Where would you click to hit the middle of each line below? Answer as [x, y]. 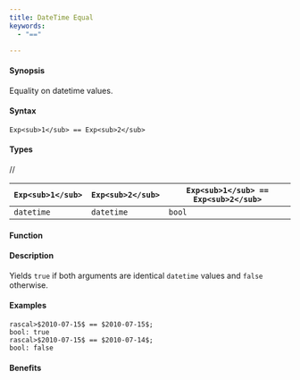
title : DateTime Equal [51, 17]
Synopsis [27, 70]
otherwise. [29, 285]
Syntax [23, 111]
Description [32, 256]
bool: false [31, 348]
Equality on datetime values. [61, 90]
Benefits [25, 367]
